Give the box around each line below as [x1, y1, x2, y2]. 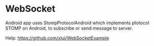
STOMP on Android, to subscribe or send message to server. [5, 25, 133, 31]
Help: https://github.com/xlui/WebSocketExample [5, 35, 109, 41]
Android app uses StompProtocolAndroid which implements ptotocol [5, 20, 149, 26]
